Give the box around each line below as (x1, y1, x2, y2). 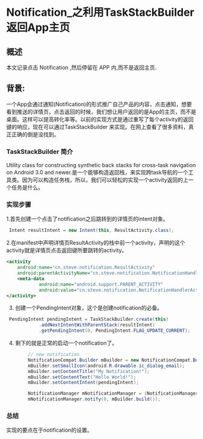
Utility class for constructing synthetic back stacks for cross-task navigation (6, 162, 196, 169)
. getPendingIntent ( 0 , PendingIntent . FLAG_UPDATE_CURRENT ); (38, 328, 190, 334)
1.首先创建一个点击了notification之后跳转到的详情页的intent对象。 (6, 216, 169, 223)
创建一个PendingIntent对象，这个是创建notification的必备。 (14, 304, 163, 312)
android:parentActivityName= (17, 270, 91, 276)
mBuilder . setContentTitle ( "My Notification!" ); (28, 368, 150, 374)
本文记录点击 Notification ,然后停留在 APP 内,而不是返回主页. (6, 64, 157, 71)
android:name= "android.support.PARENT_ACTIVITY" (38, 281, 164, 288)
